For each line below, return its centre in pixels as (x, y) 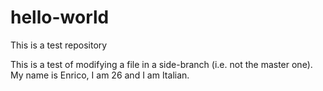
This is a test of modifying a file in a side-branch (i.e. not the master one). (161, 64)
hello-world (60, 17)
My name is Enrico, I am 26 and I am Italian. (100, 75)
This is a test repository (59, 45)
